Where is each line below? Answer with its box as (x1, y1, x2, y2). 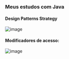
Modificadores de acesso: (5, 38, 60, 43)
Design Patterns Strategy (5, 16, 58, 21)
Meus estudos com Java (5, 3, 65, 10)
